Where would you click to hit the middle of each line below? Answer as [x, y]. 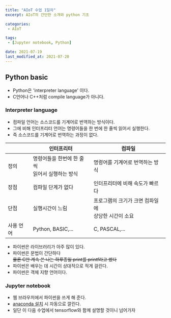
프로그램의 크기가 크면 [118, 201]
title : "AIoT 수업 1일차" [31, 10]
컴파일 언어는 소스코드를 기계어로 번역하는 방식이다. [64, 122]
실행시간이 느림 [50, 208]
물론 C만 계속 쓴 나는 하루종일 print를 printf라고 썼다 [65, 259]
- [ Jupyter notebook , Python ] [39, 43]
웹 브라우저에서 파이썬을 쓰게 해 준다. [49, 298]
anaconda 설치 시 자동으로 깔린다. [47, 304]
